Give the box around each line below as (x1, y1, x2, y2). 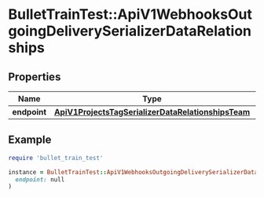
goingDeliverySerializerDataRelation (8, 22, 252, 40)
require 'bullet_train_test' (8, 154, 104, 162)
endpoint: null (15, 175, 65, 184)
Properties (8, 70, 61, 83)
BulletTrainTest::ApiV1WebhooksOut (8, 5, 253, 24)
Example (8, 133, 52, 147)
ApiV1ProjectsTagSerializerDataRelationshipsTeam (53, 107, 250, 117)
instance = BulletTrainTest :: (8, 168, 108, 176)
